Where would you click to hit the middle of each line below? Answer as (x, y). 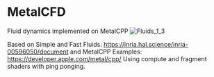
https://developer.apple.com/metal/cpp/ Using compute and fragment (107, 58)
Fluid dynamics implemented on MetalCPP (68, 31)
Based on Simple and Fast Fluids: (55, 44)
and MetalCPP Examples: (106, 52)
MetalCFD (36, 12)
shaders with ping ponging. (46, 66)
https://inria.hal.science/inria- (146, 44)
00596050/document (38, 52)
